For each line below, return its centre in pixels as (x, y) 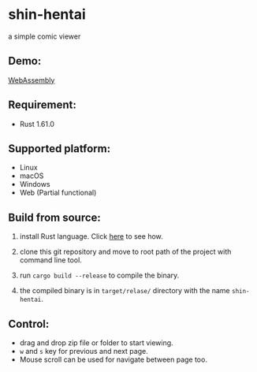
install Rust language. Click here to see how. (91, 236)
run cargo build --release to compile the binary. (99, 275)
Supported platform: (60, 149)
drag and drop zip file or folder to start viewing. (96, 343)
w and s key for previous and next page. (84, 351)
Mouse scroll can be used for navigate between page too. (113, 359)
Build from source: (54, 217)
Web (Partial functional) (58, 193)
